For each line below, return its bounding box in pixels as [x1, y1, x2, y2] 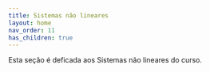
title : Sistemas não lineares [8, 11, 109, 20]
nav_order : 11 [8, 26, 56, 34]
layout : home [8, 19, 52, 27]
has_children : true [8, 33, 73, 42]
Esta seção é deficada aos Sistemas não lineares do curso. [8, 55, 202, 65]
